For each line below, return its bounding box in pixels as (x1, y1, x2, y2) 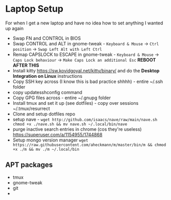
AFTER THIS (12, 62, 39, 68)
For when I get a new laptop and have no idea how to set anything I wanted (5, 20, 163, 26)
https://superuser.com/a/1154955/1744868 (12, 131, 103, 137)
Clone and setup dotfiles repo (12, 110, 76, 117)
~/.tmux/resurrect (12, 105, 50, 111)
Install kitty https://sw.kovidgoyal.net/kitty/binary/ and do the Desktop (12, 67, 160, 74)
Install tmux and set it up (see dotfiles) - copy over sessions (12, 100, 139, 106)
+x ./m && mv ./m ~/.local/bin (12, 147, 80, 152)
